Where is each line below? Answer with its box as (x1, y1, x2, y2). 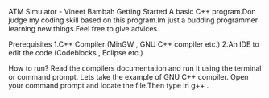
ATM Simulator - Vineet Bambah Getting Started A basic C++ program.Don (8, 7, 256, 16)
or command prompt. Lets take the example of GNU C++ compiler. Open (8, 72, 249, 81)
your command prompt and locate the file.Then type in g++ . (8, 80, 209, 90)
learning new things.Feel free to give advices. (8, 24, 159, 33)
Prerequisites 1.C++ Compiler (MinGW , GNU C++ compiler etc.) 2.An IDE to (8, 39, 259, 49)
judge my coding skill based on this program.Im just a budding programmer (8, 15, 259, 25)
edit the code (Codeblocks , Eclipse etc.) (8, 48, 143, 57)
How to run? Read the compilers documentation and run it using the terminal (8, 63, 262, 73)
